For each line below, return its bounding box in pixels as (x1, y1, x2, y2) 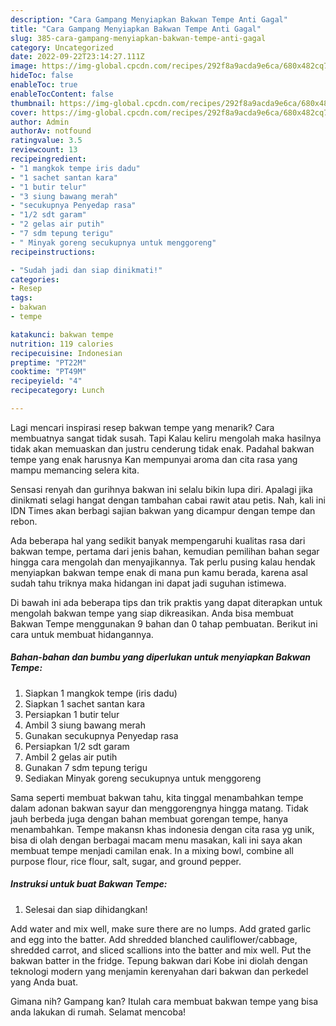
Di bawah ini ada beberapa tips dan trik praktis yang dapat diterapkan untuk (10, 596, 323, 608)
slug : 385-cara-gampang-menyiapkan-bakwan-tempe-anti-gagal (10, 33, 267, 43)
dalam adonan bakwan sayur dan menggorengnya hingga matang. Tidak (10, 802, 309, 814)
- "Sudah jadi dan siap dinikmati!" (10, 265, 163, 275)
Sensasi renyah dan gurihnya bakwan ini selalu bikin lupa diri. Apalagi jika (10, 483, 313, 495)
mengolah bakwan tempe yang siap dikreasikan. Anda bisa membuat (10, 607, 294, 619)
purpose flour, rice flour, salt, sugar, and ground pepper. (10, 855, 242, 867)
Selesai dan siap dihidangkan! (24, 903, 148, 915)
